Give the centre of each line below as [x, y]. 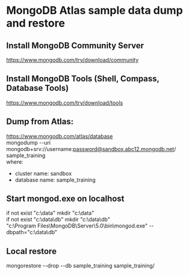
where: [15, 162]
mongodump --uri [29, 143]
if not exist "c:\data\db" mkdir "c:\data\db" [58, 220]
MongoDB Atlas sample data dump [95, 11]
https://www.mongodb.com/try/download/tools [65, 102]
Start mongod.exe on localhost [65, 199]
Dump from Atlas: [40, 122]
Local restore [32, 251]
